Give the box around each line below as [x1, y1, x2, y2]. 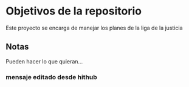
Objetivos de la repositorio [5, 4, 142, 18]
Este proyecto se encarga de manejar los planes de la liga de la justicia [5, 24, 183, 31]
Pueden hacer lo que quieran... [5, 57, 83, 65]
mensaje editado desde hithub [5, 72, 98, 81]
